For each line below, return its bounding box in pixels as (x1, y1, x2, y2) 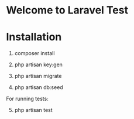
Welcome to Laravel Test (6, 4, 129, 17)
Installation (6, 30, 62, 44)
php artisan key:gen (14, 61, 63, 68)
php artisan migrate (14, 73, 62, 80)
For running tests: (6, 95, 49, 103)
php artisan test (14, 107, 53, 114)
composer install (14, 50, 55, 57)
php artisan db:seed (14, 84, 63, 91)
